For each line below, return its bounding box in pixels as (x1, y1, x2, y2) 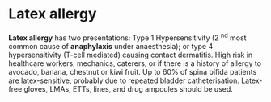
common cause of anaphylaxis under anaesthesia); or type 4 (8, 41, 214, 51)
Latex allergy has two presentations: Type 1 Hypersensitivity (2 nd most (8, 31, 247, 43)
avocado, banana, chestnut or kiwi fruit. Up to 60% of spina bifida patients (8, 67, 257, 76)
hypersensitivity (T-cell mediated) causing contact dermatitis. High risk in (8, 50, 253, 59)
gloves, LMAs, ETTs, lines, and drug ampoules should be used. (23, 84, 233, 93)
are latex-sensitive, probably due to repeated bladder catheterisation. (8, 75, 240, 85)
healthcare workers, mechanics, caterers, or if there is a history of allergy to (8, 58, 261, 68)
